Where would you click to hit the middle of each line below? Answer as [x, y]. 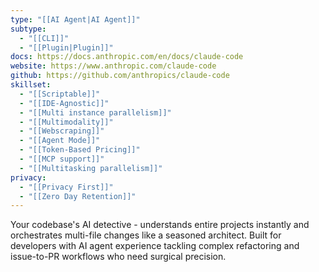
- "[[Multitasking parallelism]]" [91, 168]
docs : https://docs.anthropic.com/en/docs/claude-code [127, 57]
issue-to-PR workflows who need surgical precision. [118, 257]
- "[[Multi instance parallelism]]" [95, 112]
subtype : [28, 29]
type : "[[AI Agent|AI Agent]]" [75, 19]
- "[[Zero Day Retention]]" [78, 196]
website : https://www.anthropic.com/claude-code [113, 66]
